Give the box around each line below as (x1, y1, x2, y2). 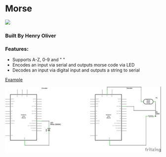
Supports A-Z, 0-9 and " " (12, 57, 65, 63)
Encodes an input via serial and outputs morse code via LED (12, 62, 135, 68)
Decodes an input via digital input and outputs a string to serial (12, 67, 140, 73)
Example (5, 77, 23, 83)
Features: (5, 45, 29, 52)
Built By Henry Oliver (5, 32, 56, 39)
